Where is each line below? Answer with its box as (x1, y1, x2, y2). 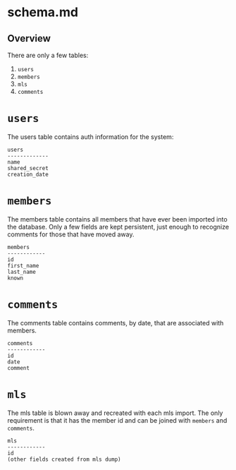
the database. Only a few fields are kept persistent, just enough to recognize (7, 222, 230, 231)
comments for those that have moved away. (7, 230, 135, 239)
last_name (7, 268, 37, 275)
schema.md (7, 4, 79, 20)
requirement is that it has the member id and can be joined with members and (7, 416, 228, 424)
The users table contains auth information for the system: (7, 132, 174, 141)
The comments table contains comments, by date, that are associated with (7, 318, 224, 327)
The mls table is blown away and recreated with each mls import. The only (7, 409, 223, 417)
